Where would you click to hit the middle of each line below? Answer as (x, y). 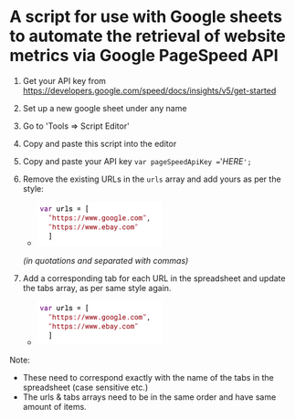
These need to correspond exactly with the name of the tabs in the (148, 377)
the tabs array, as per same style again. (97, 288)
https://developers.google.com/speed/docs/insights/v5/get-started (149, 90)
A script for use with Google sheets (146, 17)
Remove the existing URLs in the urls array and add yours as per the (152, 179)
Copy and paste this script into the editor (100, 143)
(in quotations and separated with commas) (105, 260)
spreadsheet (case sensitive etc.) (85, 387)
